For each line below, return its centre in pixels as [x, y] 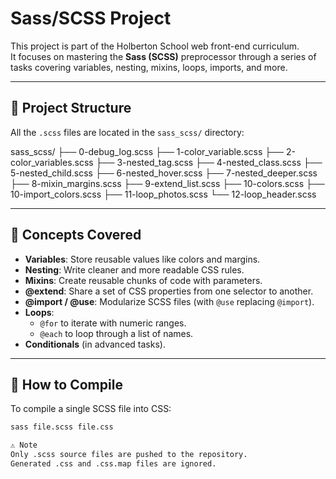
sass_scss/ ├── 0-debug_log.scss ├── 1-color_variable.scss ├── [147, 151]
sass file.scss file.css [62, 427]
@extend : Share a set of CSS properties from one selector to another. [169, 291]
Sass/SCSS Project [91, 18]
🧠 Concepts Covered [76, 235]
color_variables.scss [52, 162]
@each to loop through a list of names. [116, 333]
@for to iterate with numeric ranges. [113, 323]
